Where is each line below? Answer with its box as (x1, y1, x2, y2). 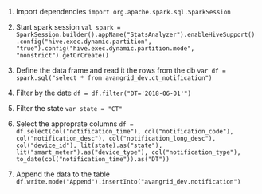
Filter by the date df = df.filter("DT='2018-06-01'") (15, 88, 192, 97)
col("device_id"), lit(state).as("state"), (15, 141, 163, 149)
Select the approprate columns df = (15, 119, 134, 129)
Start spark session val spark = (15, 22, 121, 31)
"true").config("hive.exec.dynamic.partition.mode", (15, 45, 195, 53)
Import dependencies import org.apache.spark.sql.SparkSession (15, 7, 231, 16)
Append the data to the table (15, 169, 110, 179)
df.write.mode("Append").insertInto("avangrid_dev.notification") (15, 178, 241, 186)
